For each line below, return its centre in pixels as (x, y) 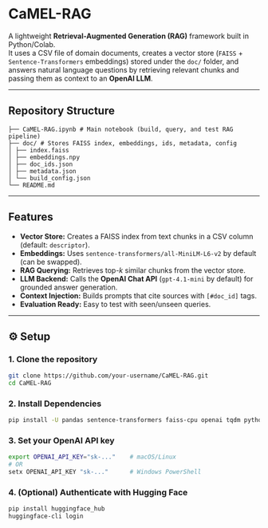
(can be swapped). (51, 262)
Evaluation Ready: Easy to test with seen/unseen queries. (115, 304)
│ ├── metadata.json (43, 171)
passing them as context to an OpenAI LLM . (81, 78)
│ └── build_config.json (49, 178)
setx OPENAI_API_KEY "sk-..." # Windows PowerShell (105, 472)
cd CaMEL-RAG (30, 384)
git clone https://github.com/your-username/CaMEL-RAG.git (108, 376)
